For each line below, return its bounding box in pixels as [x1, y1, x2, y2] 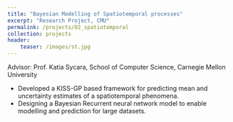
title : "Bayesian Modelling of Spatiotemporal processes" [7, 10, 183, 18]
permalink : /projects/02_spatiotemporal [7, 23, 130, 30]
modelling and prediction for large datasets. [17, 107, 146, 115]
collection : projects [7, 30, 72, 38]
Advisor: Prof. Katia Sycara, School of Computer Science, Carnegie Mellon [7, 63, 226, 71]
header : [7, 37, 31, 44]
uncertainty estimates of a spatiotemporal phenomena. [17, 91, 180, 100]
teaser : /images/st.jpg [20, 43, 91, 50]
